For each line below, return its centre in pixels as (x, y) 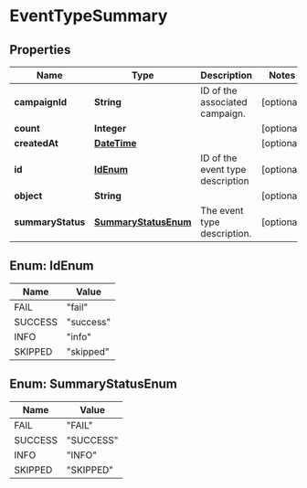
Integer (111, 128)
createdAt (37, 143)
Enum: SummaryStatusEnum (94, 384)
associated (224, 102)
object (28, 196)
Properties (40, 50)
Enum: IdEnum (52, 266)
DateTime (116, 143)
